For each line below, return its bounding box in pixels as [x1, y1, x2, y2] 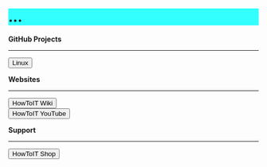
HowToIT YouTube [12, 109, 67, 118]
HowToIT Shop [12, 150, 56, 158]
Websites [8, 74, 41, 83]
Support [8, 125, 37, 134]
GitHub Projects [8, 34, 62, 44]
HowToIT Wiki [12, 99, 53, 107]
